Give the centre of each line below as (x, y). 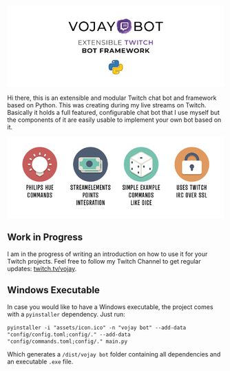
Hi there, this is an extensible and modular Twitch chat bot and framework (112, 98)
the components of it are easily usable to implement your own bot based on (114, 120)
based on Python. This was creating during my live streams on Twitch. (107, 105)
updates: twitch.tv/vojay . (42, 268)
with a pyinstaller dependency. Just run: (66, 314)
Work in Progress (45, 237)
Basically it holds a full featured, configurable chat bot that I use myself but (114, 113)
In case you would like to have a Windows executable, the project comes (110, 307)
